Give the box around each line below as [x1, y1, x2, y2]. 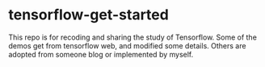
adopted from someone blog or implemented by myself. [8, 49, 194, 59]
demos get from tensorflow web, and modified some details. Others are [8, 40, 246, 50]
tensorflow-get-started [8, 6, 170, 24]
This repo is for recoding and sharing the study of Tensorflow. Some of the [8, 32, 257, 42]
